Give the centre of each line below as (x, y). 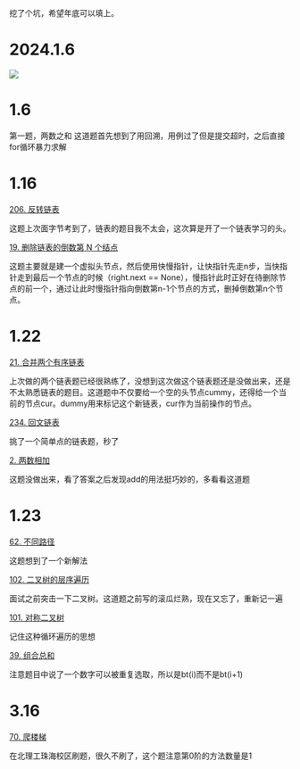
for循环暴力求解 (38, 146)
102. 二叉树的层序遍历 (50, 579)
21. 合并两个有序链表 (47, 362)
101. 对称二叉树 (37, 617)
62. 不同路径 (32, 542)
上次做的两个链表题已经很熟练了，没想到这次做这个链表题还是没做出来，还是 (150, 381)
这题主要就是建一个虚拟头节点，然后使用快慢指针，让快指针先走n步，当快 (145, 266)
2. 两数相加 (30, 460)
